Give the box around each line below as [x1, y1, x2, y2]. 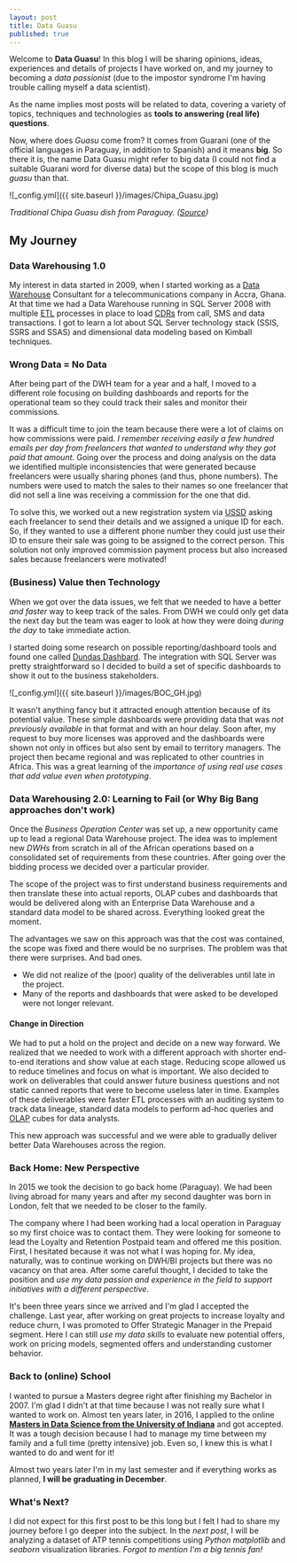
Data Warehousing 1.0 [9, 259, 106, 271]
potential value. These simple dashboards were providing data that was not [9, 714, 284, 724]
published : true [9, 29, 69, 38]
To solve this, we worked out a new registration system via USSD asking [9, 507, 273, 518]
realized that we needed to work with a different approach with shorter [9, 1047, 268, 1058]
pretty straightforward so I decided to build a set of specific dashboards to [9, 660, 281, 671]
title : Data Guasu [9, 21, 77, 30]
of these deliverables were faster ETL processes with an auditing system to [9, 1094, 285, 1105]
